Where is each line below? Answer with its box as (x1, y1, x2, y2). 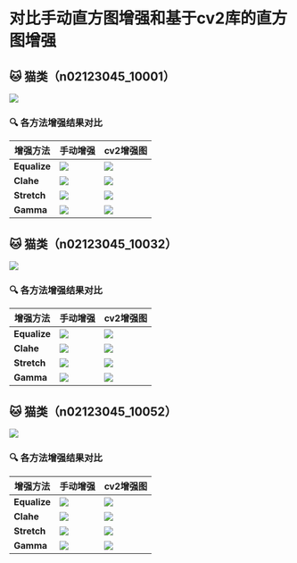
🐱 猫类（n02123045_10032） (9, 236, 177, 251)
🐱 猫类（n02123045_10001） (9, 69, 176, 84)
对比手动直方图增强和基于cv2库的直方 (9, 8, 288, 29)
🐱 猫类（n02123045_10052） (9, 404, 177, 419)
